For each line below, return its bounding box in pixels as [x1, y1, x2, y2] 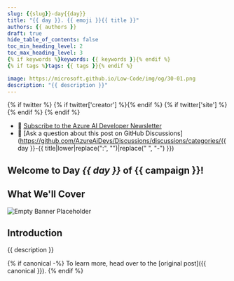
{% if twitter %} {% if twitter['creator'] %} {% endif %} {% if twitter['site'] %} [7, 101, 228, 109]
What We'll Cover [7, 189, 85, 200]
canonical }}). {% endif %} [7, 267, 84, 275]
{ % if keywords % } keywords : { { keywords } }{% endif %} [7, 56, 171, 63]
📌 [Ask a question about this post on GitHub [17, 129, 144, 137]
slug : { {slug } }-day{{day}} [7, 10, 86, 18]
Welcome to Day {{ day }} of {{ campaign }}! [7, 164, 205, 176]
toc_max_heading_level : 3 [7, 50, 83, 57]
